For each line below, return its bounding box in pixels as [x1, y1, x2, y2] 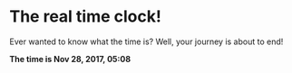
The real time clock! [9, 6, 161, 27]
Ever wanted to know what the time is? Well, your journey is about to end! [9, 36, 284, 47]
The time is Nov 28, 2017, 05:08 [9, 53, 131, 64]
